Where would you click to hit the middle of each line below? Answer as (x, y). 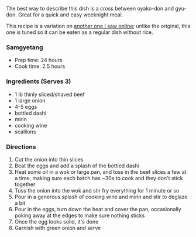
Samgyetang (25, 47)
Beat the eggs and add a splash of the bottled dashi (77, 166)
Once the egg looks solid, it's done (56, 221)
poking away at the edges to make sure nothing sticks (80, 215)
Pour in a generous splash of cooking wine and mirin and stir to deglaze (101, 197)
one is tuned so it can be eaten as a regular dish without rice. (80, 32)
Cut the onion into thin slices (49, 159)
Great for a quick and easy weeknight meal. (71, 15)
